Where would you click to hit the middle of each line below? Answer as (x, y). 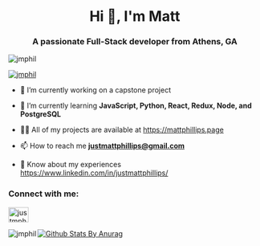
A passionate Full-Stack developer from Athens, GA (135, 42)
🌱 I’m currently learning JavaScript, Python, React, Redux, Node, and (136, 106)
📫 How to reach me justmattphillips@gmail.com (102, 146)
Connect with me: (44, 194)
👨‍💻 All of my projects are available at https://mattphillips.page (122, 130)
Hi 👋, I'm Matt (135, 16)
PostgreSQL (41, 114)
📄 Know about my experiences (71, 165)
